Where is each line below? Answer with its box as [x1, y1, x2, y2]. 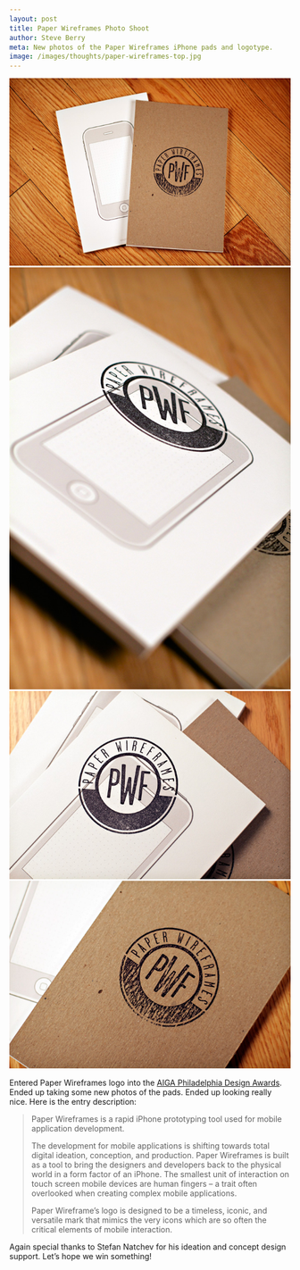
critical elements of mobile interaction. [30, 1224, 172, 1234]
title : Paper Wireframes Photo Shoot [9, 23, 150, 33]
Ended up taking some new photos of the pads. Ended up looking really [9, 1086, 272, 1098]
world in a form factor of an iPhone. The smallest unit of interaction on [30, 1168, 290, 1179]
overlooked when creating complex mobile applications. [30, 1188, 237, 1199]
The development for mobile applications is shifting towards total [30, 1140, 271, 1151]
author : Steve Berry [9, 33, 87, 42]
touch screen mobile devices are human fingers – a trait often [30, 1178, 257, 1189]
